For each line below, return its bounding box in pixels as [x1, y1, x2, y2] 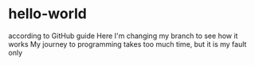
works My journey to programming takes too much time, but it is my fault [8, 39, 247, 48]
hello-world [8, 5, 88, 23]
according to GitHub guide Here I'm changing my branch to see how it [8, 31, 238, 40]
